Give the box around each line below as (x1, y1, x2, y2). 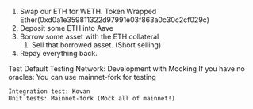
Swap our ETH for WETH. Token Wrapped (19, 7, 157, 16)
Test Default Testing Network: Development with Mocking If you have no (8, 64, 246, 73)
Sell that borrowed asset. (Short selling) (31, 40, 162, 50)
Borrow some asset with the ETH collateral (19, 32, 159, 41)
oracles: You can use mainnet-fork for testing (8, 73, 156, 81)
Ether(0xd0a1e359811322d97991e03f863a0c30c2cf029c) (19, 15, 210, 24)
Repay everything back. (19, 49, 98, 58)
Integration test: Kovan (8, 88, 90, 96)
